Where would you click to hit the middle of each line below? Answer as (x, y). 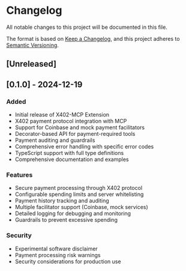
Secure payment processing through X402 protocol (79, 188)
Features (19, 175)
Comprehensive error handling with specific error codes (84, 147)
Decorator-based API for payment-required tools (75, 134)
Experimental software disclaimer (56, 248)
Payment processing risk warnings (58, 255)
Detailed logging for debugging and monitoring (73, 213)
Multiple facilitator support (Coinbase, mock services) (81, 207)
